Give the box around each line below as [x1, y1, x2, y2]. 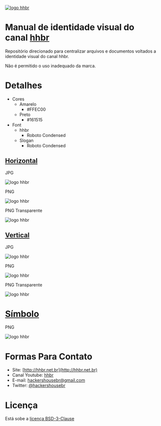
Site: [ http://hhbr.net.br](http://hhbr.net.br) [12, 367, 98, 373]
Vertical [5, 231, 30, 239]
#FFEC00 [26, 106, 46, 112]
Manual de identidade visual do [5, 22, 135, 33]
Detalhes [5, 80, 42, 91]
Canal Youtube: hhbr [12, 372, 54, 378]
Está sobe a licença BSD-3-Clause [5, 416, 75, 422]
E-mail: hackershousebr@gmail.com [12, 377, 85, 383]
